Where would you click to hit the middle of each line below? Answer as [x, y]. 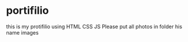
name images [23, 32]
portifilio [27, 11]
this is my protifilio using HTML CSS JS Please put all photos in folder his [94, 26]
